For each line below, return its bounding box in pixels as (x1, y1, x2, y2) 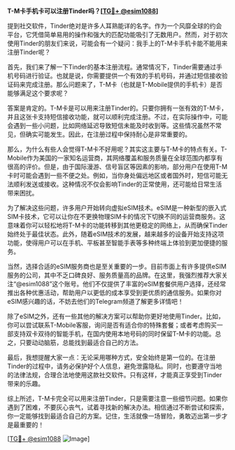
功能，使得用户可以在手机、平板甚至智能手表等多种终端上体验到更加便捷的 (7, 239, 222, 247)
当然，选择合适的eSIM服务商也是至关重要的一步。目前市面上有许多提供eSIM (7, 262, 227, 270)
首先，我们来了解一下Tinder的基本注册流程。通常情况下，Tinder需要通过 (7, 63, 217, 71)
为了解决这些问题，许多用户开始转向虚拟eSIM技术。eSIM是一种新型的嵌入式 (7, 204, 227, 212)
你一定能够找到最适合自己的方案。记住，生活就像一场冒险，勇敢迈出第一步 (7, 412, 222, 420)
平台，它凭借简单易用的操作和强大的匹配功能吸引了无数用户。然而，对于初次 (7, 31, 228, 38)
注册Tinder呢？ (7, 48, 51, 56)
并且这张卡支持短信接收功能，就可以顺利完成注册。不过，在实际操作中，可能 (7, 113, 228, 121)
